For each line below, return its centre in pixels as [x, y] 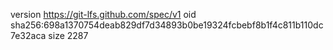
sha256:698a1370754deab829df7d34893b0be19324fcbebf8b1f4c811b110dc [167, 25]
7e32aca [28, 35]
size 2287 [68, 35]
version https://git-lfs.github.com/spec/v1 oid [103, 14]
